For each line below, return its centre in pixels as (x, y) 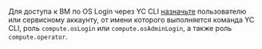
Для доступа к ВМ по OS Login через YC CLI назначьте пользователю (127, 11)
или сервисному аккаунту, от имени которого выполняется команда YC (131, 20)
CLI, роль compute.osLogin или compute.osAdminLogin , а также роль (120, 28)
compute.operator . (38, 36)
